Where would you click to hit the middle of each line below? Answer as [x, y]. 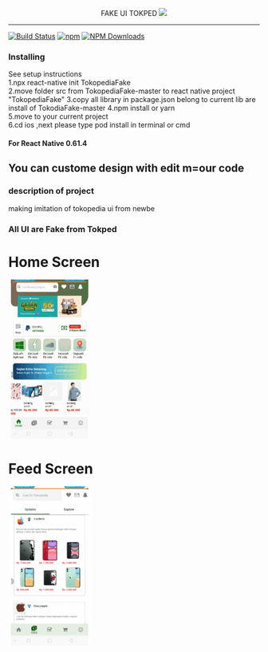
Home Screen [54, 262]
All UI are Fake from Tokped [63, 229]
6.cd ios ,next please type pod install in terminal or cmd [99, 125]
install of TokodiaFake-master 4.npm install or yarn [92, 108]
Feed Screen [51, 468]
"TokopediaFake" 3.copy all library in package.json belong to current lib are [132, 100]
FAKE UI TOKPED [129, 13]
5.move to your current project [59, 116]
